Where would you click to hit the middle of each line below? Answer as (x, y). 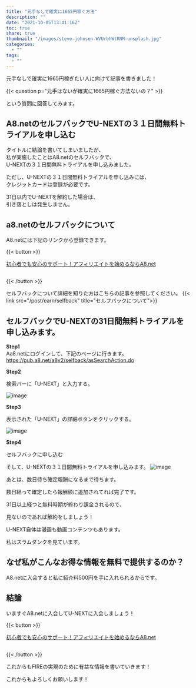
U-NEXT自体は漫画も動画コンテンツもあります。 (64, 529)
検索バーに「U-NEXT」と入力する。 (49, 384)
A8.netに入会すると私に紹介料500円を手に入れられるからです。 (83, 577)
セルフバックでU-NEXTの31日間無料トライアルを (95, 321)
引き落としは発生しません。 (40, 204)
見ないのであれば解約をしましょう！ (50, 517)
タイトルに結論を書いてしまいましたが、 (55, 150)
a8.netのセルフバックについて (61, 225)
